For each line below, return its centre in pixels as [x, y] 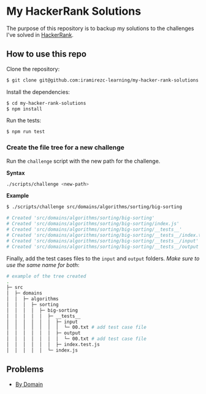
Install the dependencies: [38, 92]
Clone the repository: [33, 69]
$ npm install [25, 109]
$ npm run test [26, 132]
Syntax [16, 172]
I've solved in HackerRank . [40, 34]
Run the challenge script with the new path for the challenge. [83, 161]
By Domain [29, 384]
